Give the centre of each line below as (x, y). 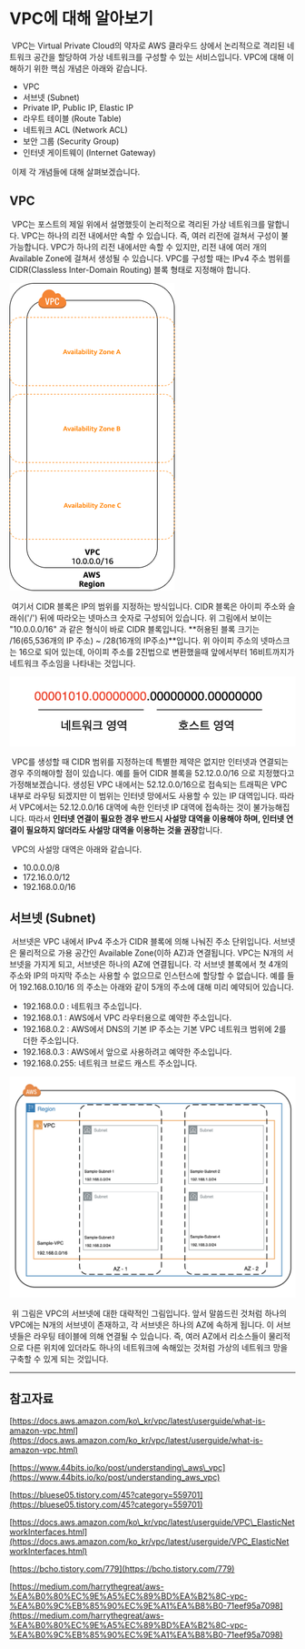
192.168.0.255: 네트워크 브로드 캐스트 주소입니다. (110, 1063)
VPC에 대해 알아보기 (82, 19)
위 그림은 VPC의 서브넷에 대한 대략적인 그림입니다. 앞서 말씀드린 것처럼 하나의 (149, 1313)
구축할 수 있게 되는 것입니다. (59, 1359)
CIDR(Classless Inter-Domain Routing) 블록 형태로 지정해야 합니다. (130, 269)
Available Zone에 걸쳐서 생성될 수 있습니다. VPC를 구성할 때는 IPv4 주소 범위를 (150, 258)
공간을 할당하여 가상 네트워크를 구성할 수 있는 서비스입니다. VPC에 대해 (159, 56)
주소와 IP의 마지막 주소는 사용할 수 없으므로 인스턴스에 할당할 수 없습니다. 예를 (148, 976)
